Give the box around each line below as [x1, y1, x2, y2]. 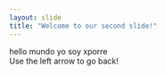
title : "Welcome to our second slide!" [9, 21, 158, 30]
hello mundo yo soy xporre [9, 46, 108, 56]
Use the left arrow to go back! [9, 55, 119, 66]
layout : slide [9, 12, 62, 22]
